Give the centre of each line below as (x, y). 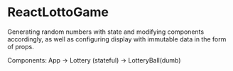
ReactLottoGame (58, 12)
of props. (21, 46)
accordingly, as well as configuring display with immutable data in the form (117, 39)
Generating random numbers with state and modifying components (106, 32)
